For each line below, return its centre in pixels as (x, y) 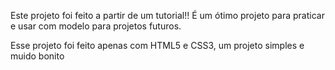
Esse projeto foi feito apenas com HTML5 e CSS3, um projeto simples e (157, 45)
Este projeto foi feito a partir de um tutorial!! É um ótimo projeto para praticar (167, 15)
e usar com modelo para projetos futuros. (96, 26)
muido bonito (37, 56)
